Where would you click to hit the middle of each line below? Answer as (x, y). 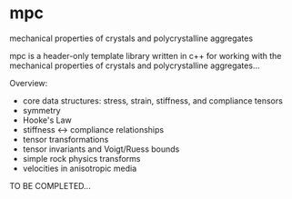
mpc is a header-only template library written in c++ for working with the (146, 55)
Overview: (29, 83)
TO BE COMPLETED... (50, 185)
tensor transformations (65, 139)
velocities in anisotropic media (80, 168)
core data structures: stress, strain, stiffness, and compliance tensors (153, 100)
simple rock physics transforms (81, 158)
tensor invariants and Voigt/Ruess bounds (101, 149)
